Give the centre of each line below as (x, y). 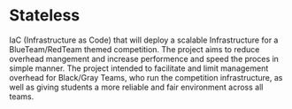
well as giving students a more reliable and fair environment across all (136, 87)
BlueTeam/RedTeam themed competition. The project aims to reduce (134, 49)
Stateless (45, 16)
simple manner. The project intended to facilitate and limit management (139, 68)
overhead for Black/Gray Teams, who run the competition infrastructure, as (146, 77)
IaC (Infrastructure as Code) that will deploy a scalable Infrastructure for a (144, 40)
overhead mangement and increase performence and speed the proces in (144, 58)
